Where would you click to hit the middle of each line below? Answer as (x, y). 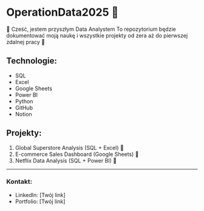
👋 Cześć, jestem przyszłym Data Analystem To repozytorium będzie (91, 29)
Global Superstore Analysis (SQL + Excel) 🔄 (70, 148)
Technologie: (32, 61)
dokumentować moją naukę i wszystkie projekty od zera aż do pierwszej (97, 35)
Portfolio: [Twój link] (40, 201)
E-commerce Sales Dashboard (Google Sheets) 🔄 (77, 154)
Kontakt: (19, 182)
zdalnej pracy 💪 (26, 42)
